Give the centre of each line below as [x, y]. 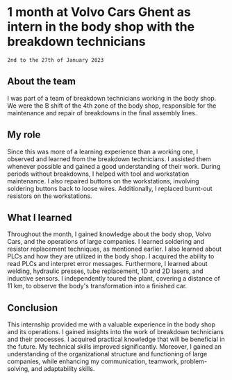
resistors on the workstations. [50, 196]
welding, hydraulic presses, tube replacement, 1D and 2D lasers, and [105, 271]
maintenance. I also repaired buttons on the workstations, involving [103, 181]
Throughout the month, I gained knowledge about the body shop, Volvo [109, 234]
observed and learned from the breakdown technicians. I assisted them [109, 159]
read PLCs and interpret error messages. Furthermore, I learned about [108, 264]
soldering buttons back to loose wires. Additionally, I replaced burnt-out [110, 188]
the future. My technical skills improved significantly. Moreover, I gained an [115, 347]
